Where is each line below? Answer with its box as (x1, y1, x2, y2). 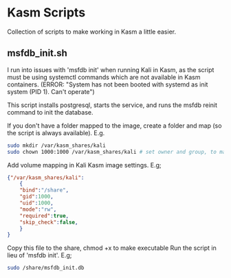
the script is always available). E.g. (7, 128, 105, 137)
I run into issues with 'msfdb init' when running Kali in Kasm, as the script (7, 65, 214, 73)
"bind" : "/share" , (19, 187, 69, 194)
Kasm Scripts (7, 5, 86, 21)
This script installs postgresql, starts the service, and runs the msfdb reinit (7, 101, 218, 109)
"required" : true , (19, 212, 69, 219)
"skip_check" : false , (19, 218, 78, 226)
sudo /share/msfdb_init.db (7, 264, 85, 272)
